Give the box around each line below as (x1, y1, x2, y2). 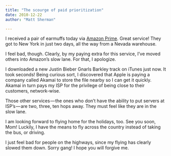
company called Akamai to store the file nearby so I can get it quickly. (5, 77, 152, 83)
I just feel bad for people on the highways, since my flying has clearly (5, 139, 152, 146)
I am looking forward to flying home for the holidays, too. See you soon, (5, 119, 156, 125)
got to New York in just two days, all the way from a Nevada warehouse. (5, 41, 157, 47)
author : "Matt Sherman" (5, 17, 56, 22)
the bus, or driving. (5, 129, 45, 136)
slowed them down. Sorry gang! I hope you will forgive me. (5, 145, 129, 151)
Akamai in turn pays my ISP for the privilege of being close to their (5, 82, 145, 88)
